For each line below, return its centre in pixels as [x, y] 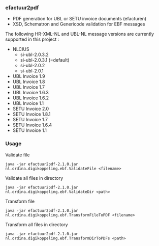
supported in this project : [32, 39]
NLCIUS [21, 49]
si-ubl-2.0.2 [33, 66]
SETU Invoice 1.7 [30, 120]
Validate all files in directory [34, 178]
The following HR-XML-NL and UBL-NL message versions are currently [80, 34]
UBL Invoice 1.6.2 [31, 98]
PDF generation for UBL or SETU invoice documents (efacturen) [80, 19]
